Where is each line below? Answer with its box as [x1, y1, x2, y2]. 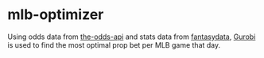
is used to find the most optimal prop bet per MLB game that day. [7, 40, 221, 49]
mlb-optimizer [7, 6, 104, 24]
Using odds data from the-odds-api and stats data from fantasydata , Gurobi [7, 32, 256, 41]
